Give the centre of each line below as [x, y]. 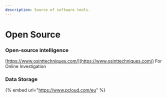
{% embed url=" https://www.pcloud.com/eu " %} [55, 90]
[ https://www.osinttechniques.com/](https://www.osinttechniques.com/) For [83, 61]
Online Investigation [26, 66]
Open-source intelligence [37, 50]
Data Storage [21, 79]
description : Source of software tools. [48, 10]
